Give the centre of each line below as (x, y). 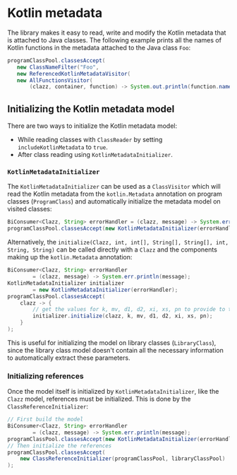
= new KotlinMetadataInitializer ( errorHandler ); (105, 290)
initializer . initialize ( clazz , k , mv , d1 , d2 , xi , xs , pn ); (123, 316)
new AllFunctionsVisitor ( (55, 80)
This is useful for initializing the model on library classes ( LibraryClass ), (112, 342)
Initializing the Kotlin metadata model (91, 109)
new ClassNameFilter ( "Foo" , (58, 67)
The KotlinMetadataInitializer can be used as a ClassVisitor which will (114, 187)
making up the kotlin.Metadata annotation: (70, 257)
